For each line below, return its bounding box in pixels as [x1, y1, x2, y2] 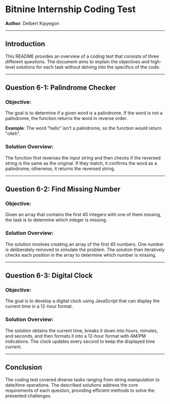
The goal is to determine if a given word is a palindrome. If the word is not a [5, 110, 163, 116]
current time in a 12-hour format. [5, 303, 73, 309]
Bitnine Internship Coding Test [5, 4, 136, 15]
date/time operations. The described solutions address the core [5, 382, 138, 388]
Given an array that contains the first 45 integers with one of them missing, [5, 212, 161, 218]
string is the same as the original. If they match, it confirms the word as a [5, 160, 157, 166]
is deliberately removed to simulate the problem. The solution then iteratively [5, 247, 165, 253]
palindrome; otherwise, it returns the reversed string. [5, 166, 115, 172]
